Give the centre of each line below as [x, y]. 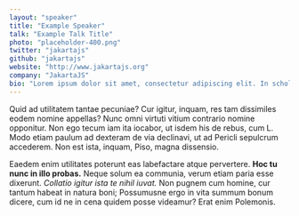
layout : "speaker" [43, 17]
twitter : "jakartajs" [49, 51]
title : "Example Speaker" [57, 26]
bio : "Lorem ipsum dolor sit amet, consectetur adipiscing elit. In [139, 84]
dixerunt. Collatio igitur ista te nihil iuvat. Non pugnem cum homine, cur [140, 182]
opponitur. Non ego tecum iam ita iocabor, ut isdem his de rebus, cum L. [141, 128]
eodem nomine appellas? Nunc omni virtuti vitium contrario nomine [132, 118]
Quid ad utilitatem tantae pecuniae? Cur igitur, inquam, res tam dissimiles [143, 108]
